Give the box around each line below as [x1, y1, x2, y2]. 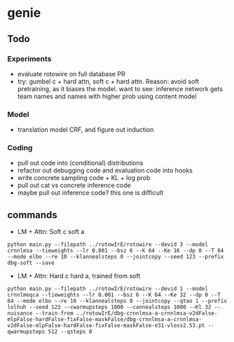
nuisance [7, 310, 33, 317]
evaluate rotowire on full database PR [17, 69, 126, 78]
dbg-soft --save [7, 259, 55, 267]
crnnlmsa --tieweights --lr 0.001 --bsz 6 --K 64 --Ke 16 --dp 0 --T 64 [7, 247, 224, 254]
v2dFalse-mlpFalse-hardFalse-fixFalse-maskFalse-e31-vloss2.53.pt [7, 322, 205, 329]
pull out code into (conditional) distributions [17, 159, 144, 167]
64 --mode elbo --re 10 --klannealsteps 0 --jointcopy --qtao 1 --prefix [7, 298, 228, 305]
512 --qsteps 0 [48, 328, 92, 336]
